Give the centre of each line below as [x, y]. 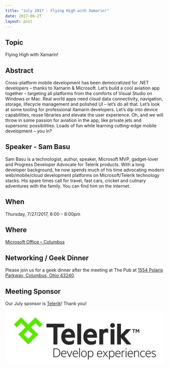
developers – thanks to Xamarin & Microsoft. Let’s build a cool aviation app [82, 88]
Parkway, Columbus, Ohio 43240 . [40, 275]
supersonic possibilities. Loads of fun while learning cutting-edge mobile [81, 126]
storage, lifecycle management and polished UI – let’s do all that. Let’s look [82, 104]
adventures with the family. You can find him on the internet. [68, 186]
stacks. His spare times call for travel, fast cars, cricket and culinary [76, 180]
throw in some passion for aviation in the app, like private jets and [73, 120]
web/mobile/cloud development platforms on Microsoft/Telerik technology [82, 175]
